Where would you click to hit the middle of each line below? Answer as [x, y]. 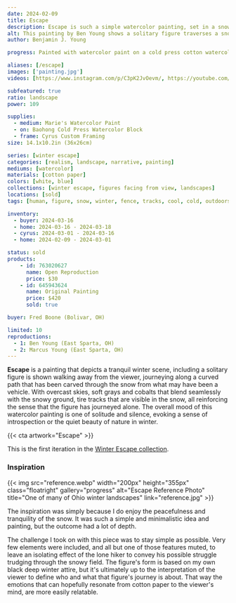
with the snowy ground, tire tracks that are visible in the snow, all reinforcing [118, 399]
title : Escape [28, 20]
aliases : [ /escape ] [36, 65]
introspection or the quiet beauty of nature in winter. [83, 422]
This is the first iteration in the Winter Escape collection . [88, 449]
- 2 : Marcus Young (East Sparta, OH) [69, 350]
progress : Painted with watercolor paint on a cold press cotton [105, 53]
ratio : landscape [33, 98]
